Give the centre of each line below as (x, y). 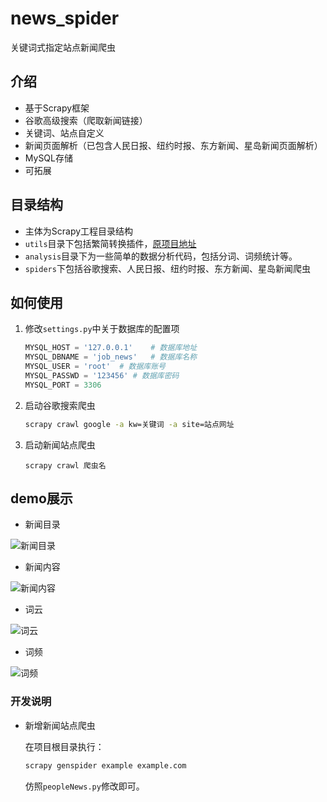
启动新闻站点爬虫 (60, 444)
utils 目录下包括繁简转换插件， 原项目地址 (110, 243)
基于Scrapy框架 (57, 108)
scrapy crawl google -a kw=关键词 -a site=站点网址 (129, 424)
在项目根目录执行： (64, 746)
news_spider (65, 18)
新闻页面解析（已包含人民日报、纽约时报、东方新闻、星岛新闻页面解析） (173, 145)
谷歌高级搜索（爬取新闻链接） (86, 120)
